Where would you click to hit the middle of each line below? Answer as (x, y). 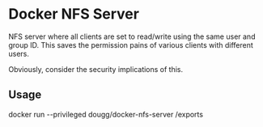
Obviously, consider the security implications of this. (96, 69)
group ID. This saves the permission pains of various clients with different (131, 44)
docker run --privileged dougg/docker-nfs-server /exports (106, 114)
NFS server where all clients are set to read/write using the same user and (132, 36)
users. (19, 53)
